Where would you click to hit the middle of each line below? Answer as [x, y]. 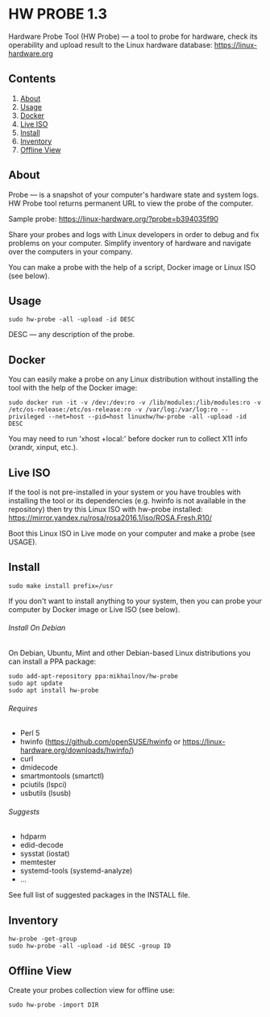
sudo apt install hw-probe [54, 690]
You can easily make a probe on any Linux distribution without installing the [133, 379]
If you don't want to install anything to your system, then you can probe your [135, 601]
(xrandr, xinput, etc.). [43, 448]
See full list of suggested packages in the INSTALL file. [100, 895]
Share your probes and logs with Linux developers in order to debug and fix [134, 234]
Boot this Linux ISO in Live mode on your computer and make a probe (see [132, 534]
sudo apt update [35, 684]
